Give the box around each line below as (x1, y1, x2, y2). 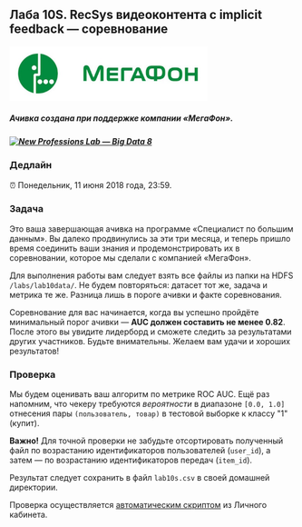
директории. (9, 482, 59, 493)
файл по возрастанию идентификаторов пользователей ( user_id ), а (9, 445, 271, 456)
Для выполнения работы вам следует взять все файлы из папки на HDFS (9, 270, 294, 281)
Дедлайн (9, 159, 53, 172)
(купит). (9, 418, 40, 429)
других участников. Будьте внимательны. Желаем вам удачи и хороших (9, 335, 291, 346)
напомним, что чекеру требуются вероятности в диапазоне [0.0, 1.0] (9, 399, 286, 410)
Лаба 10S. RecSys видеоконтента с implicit (9, 7, 263, 23)
